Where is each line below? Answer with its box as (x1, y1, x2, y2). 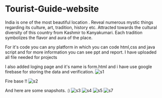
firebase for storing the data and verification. (5, 69, 94, 74)
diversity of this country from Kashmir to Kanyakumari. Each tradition (5, 29, 143, 35)
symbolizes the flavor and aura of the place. (5, 35, 93, 41)
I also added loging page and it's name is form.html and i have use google (5, 64, 152, 70)
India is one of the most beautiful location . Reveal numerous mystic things (5, 19, 153, 25)
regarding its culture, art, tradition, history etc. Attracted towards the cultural (5, 24, 157, 30)
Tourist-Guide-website (5, 3, 99, 14)
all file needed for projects (5, 54, 58, 60)
